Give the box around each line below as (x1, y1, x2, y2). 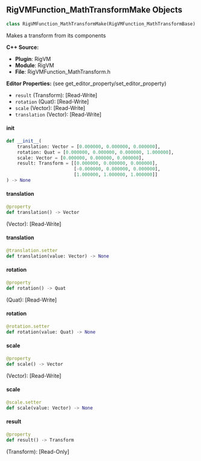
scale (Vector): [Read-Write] (14, 104, 86, 111)
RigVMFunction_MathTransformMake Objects (6, 5, 183, 15)
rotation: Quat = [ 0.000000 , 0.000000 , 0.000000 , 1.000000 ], (17, 149, 174, 155)
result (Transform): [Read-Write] (14, 91, 98, 98)
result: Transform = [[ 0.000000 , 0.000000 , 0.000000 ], (17, 160, 158, 167)
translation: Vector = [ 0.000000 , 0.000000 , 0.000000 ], (17, 143, 161, 150)
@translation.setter (6, 248, 59, 254)
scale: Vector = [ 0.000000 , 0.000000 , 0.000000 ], (17, 155, 145, 161)
